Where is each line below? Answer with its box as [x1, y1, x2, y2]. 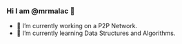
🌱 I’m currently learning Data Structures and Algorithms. [16, 29, 176, 37]
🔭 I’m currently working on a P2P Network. [16, 22, 138, 30]
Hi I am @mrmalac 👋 [6, 6, 75, 16]
